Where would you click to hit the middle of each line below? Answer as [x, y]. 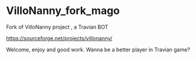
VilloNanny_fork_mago [63, 11]
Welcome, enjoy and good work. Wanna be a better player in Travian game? [98, 49]
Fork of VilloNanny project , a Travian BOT [57, 27]
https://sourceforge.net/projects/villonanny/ [59, 38]
